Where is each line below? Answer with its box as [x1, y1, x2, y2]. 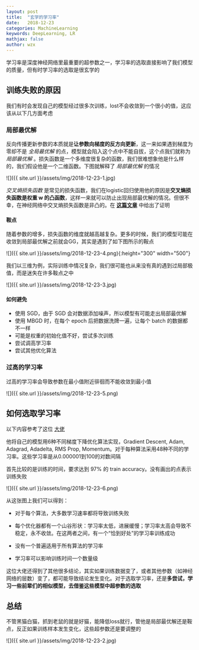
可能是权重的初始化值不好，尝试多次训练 [14, 332, 114, 339]
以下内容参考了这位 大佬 [6, 425, 65, 432]
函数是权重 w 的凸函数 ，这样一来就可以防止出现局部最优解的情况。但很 [11, 194, 185, 201]
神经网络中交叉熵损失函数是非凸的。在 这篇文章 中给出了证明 [21, 201, 170, 208]
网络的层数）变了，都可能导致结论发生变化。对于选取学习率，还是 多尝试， [6, 575, 188, 582]
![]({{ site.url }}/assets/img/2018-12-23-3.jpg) [6, 281, 117, 288]
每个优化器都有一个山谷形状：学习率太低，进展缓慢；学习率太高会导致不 [14, 522, 191, 529]
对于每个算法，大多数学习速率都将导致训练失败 [14, 509, 129, 517]
